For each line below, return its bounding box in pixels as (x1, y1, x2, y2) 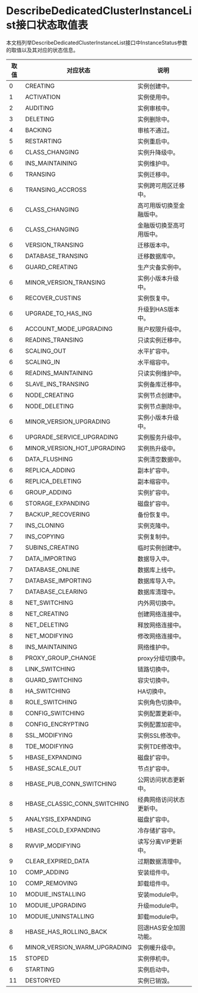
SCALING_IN (25, 358, 60, 366)
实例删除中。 (137, 115, 173, 123)
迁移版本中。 (137, 241, 173, 249)
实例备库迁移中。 (137, 380, 185, 388)
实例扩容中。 (137, 488, 173, 497)
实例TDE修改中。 (137, 742, 185, 750)
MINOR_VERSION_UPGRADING (25, 417, 111, 425)
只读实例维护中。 (137, 369, 185, 378)
